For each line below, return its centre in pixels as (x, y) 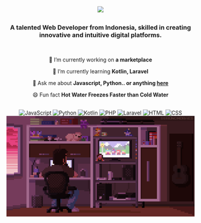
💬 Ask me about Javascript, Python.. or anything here (100, 83)
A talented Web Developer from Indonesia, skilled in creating (100, 28)
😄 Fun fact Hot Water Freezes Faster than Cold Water (100, 95)
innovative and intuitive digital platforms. (100, 35)
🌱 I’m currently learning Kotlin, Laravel (100, 72)
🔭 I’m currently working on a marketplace (100, 60)
